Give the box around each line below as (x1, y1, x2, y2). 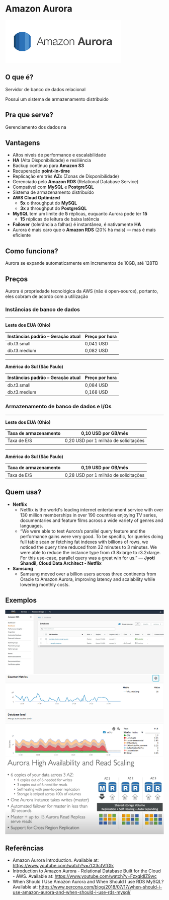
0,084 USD (84, 382, 108, 388)
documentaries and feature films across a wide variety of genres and (20, 517, 163, 523)
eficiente (12, 232, 31, 238)
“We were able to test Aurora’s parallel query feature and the (20, 528, 146, 534)
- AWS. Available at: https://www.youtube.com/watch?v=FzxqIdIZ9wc (12, 873, 157, 879)
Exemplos (5, 596, 37, 605)
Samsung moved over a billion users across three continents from (20, 571, 157, 577)
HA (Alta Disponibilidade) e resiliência (12, 157, 92, 164)
